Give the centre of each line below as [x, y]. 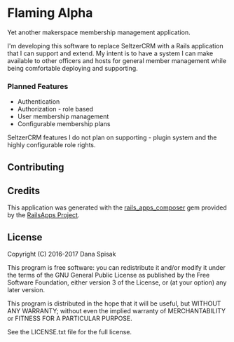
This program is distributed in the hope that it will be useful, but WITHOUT [114, 303]
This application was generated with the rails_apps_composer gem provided [117, 207]
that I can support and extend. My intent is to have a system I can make [110, 53]
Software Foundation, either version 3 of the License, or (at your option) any [117, 282]
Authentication [39, 102]
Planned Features [38, 86]
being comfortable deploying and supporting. [73, 68]
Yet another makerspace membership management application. [99, 32]
